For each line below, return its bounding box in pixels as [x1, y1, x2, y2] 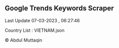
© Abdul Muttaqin [5, 37, 43, 43]
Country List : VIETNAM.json [5, 27, 65, 33]
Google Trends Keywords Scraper [5, 4, 114, 13]
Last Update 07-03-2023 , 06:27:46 [5, 17, 80, 23]
